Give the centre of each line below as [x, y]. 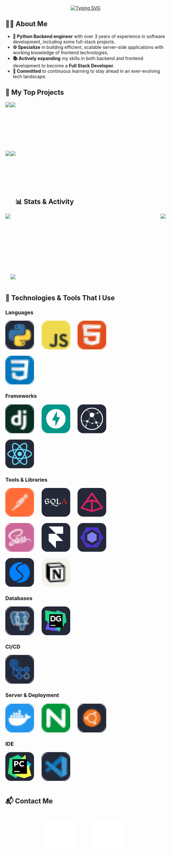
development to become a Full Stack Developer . [64, 65]
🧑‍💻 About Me [26, 24]
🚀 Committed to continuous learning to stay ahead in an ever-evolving [86, 71]
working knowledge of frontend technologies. [60, 53]
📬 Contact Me [29, 801]
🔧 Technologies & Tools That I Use [60, 298]
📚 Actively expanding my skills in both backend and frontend [78, 58]
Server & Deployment [32, 695]
